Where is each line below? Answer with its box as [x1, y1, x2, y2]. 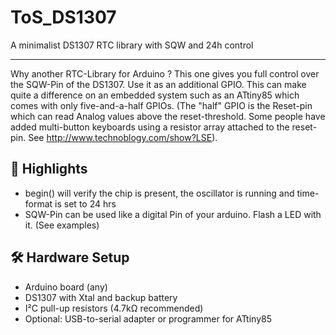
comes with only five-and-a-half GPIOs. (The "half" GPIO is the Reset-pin [10, 99, 313, 111]
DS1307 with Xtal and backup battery [24, 291, 178, 303]
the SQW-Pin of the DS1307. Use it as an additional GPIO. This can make [10, 78, 307, 90]
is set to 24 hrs [54, 197, 117, 210]
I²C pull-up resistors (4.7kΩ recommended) [24, 302, 204, 314]
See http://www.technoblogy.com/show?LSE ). [28, 131, 218, 143]
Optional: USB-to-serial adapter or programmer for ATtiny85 [24, 312, 272, 325]
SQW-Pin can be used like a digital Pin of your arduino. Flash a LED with [24, 208, 322, 220]
